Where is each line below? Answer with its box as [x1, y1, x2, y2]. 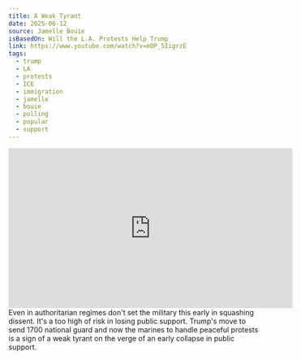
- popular [15, 118, 49, 126]
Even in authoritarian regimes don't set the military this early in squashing [8, 307, 254, 317]
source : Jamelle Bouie [8, 27, 85, 35]
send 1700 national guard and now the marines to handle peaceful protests [8, 324, 259, 334]
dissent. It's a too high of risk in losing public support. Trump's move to [8, 316, 246, 326]
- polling [15, 111, 49, 119]
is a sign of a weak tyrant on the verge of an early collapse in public [8, 333, 235, 343]
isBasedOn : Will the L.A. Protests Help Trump [8, 34, 169, 43]
